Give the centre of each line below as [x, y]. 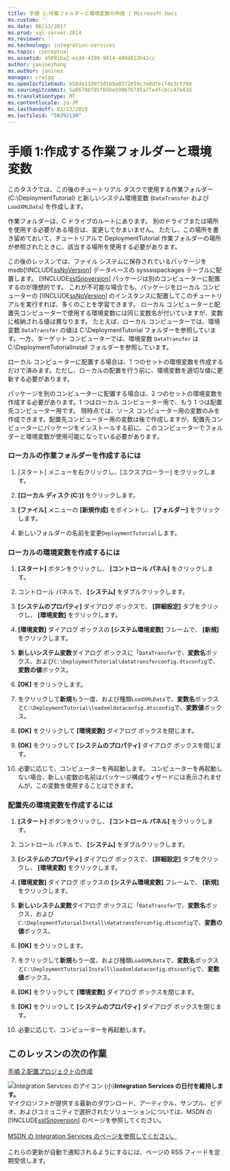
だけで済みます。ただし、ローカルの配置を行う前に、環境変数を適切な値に [113, 370]
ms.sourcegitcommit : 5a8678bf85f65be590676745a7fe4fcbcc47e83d [100, 90]
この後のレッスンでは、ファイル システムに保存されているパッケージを [107, 261]
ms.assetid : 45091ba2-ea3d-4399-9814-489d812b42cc [81, 58]
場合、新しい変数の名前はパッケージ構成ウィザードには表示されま [123, 777]
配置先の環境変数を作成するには [61, 805]
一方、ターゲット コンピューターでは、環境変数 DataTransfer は [109, 338]
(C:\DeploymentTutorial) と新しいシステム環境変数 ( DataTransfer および [108, 198]
